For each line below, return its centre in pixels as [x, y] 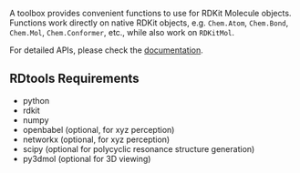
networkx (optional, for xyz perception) [96, 139]
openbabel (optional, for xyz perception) [98, 129]
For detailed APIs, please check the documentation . [106, 50]
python [36, 100]
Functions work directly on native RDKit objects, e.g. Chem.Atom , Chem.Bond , [149, 23]
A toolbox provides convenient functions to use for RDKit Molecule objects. [150, 13]
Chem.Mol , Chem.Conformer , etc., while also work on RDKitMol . [122, 32]
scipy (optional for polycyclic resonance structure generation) [139, 148]
